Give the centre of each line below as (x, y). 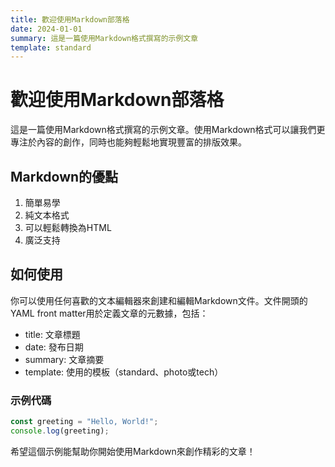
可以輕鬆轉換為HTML (68, 227)
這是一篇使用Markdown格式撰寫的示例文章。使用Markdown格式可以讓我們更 (168, 130)
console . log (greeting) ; (60, 431)
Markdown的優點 (64, 176)
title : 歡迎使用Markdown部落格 (70, 19)
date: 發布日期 (54, 347)
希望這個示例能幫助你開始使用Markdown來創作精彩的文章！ (133, 451)
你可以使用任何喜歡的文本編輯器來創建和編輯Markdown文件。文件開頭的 (159, 300)
